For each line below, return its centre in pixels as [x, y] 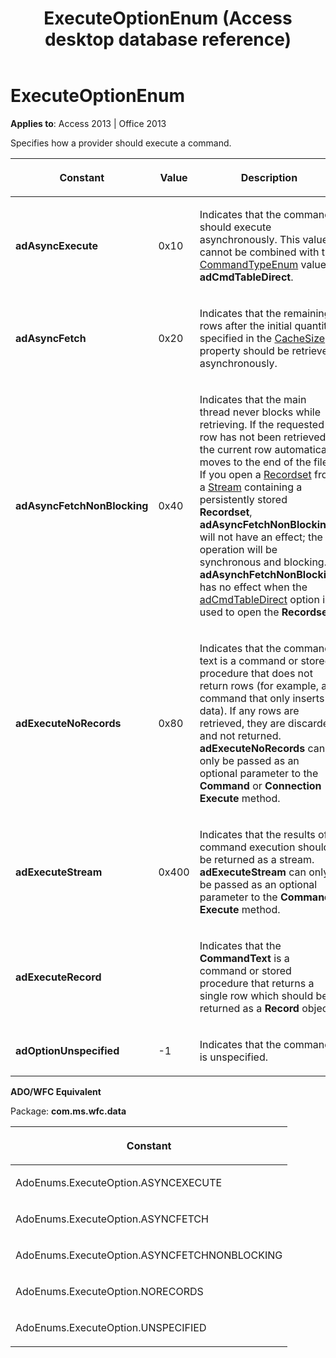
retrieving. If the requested [262, 424]
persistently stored [243, 499]
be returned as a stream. [257, 859]
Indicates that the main [253, 399]
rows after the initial [246, 325]
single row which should [256, 995]
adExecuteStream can [253, 872]
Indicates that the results [257, 834]
